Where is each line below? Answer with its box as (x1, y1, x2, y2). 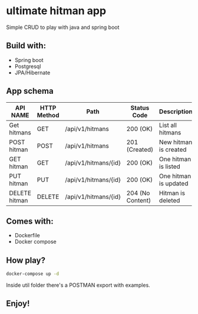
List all (159, 121, 177, 129)
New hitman (159, 138, 193, 146)
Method (37, 111, 60, 119)
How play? (6, 255, 46, 265)
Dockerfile (14, 232, 40, 239)
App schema (6, 86, 54, 96)
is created (159, 145, 187, 153)
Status (130, 103, 150, 112)
